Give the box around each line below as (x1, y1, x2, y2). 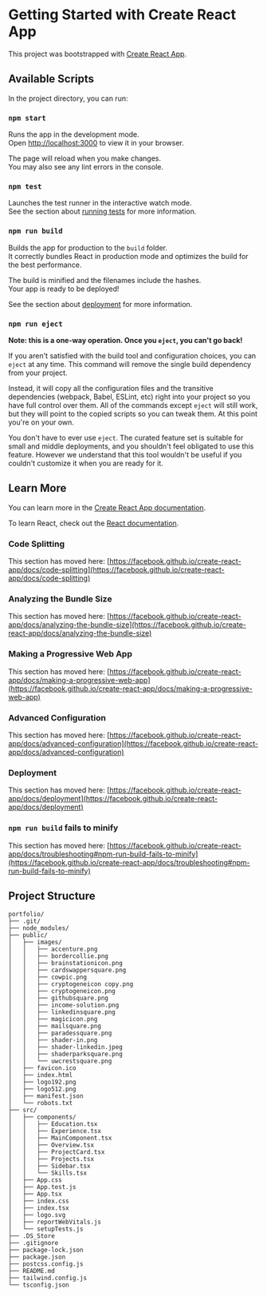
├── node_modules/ (8, 924, 69, 932)
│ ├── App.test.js (8, 1183, 77, 1191)
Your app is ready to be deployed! (8, 284, 120, 293)
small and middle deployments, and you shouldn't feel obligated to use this (8, 441, 254, 451)
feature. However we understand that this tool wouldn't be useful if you (8, 449, 242, 459)
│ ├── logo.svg (8, 1211, 66, 1219)
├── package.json (8, 1253, 66, 1261)
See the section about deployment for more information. (8, 299, 193, 309)
